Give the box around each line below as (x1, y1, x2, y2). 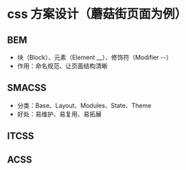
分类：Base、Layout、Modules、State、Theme (16, 101, 152, 109)
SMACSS (7, 82, 47, 94)
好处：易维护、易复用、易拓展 (16, 109, 102, 118)
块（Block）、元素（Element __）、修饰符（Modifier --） (16, 53, 173, 61)
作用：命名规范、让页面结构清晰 (16, 62, 108, 70)
